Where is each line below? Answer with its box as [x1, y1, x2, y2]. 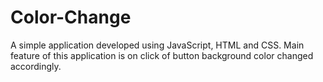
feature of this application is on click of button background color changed [10, 49, 314, 61]
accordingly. [10, 60, 62, 72]
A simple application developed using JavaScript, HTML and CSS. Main [10, 39, 305, 51]
